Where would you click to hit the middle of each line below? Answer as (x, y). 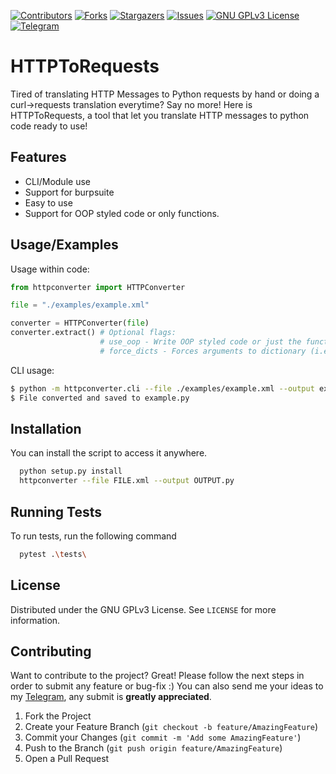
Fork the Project (58, 716)
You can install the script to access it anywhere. (109, 453)
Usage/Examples (64, 245)
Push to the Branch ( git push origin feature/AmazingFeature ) (153, 748)
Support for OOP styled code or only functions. (122, 213)
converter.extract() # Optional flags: (93, 333)
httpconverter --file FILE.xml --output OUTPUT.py (127, 481)
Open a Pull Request (67, 759)
